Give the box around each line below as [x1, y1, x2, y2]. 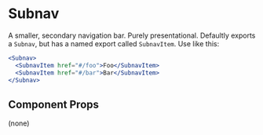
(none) [8, 119, 30, 128]
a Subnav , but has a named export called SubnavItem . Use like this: [8, 38, 220, 48]
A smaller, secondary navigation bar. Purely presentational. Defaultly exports [8, 31, 256, 40]
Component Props [8, 97, 100, 111]
